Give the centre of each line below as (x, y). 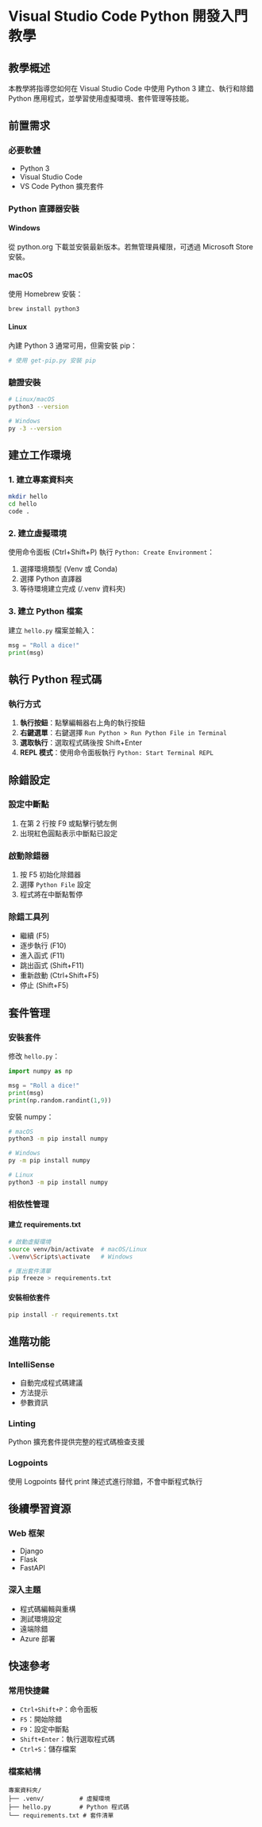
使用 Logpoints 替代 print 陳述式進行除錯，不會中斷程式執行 (106, 1481)
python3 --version (39, 407)
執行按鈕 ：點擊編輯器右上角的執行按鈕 (82, 723)
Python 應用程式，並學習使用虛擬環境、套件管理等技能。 (101, 98)
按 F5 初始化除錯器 (50, 875)
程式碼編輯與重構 (48, 1609)
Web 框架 (27, 1533)
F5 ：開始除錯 (41, 1719)
